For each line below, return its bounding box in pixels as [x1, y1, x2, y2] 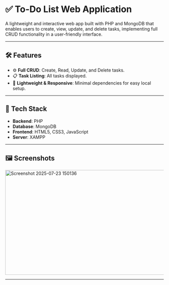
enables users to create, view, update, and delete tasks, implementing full [5, 26, 158, 32]
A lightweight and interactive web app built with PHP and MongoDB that [5, 20, 154, 26]
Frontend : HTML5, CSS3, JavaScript [12, 128, 89, 134]
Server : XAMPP [12, 134, 46, 140]
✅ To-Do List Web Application [5, 4, 132, 15]
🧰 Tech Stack [5, 105, 47, 113]
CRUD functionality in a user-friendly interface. [5, 31, 103, 37]
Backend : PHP [12, 118, 43, 124]
